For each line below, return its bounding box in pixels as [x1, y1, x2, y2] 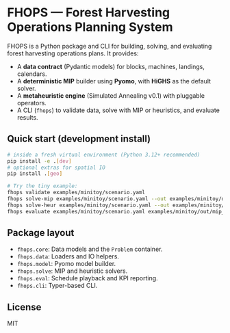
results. [16, 113, 39, 121]
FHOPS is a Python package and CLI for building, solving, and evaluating [7, 42, 212, 50]
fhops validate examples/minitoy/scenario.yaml [7, 189, 146, 196]
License [7, 301, 42, 312]
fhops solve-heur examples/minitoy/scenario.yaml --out [7, 202, 170, 209]
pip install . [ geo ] [7, 170, 63, 177]
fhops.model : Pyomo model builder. [16, 260, 116, 268]
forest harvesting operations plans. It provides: [7, 49, 139, 57]
